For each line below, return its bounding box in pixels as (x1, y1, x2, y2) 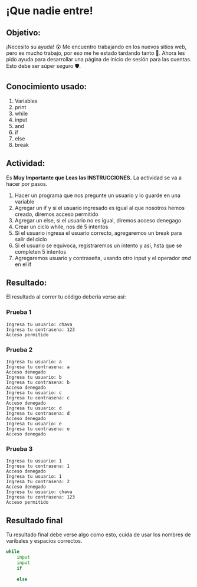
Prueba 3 (6, 444, 33, 452)
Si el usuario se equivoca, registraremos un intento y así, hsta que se (14, 242, 182, 249)
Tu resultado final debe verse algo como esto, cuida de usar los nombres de (6, 531, 191, 538)
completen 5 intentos (14, 248, 67, 255)
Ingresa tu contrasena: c (6, 395, 70, 401)
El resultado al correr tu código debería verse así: (6, 293, 126, 300)
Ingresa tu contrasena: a (6, 364, 70, 370)
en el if (14, 261, 32, 268)
